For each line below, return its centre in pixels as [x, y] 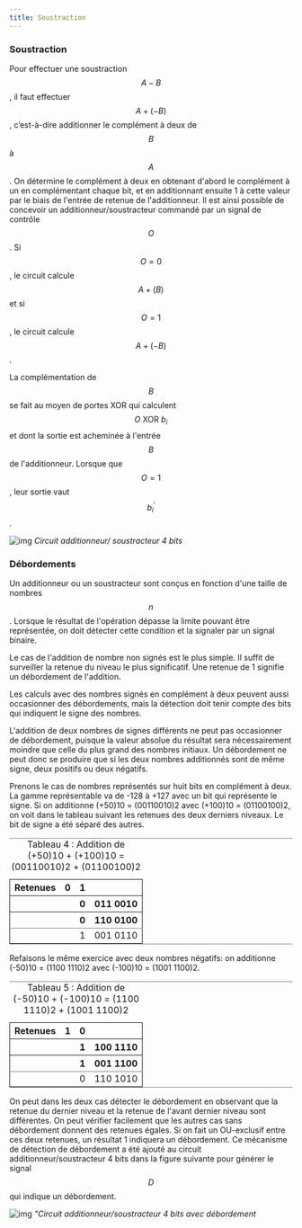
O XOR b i [151, 420]
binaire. [23, 640]
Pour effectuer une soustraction [68, 68]
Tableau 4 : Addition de [76, 844]
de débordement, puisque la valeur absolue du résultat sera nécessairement [151, 740]
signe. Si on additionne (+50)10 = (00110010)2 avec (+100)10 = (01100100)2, [150, 805]
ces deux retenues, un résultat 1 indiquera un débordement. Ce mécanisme [148, 1140]
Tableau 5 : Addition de [76, 988]
